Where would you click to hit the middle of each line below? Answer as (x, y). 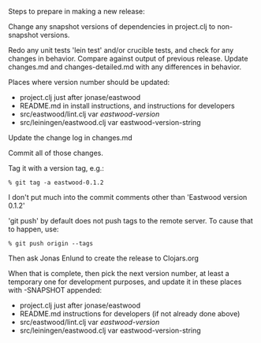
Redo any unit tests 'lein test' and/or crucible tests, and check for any (121, 50)
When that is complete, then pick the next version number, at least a (119, 273)
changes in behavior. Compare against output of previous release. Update (128, 59)
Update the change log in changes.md (70, 138)
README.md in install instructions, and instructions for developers (127, 106)
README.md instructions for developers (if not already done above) (130, 313)
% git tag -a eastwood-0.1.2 (56, 183)
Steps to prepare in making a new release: (77, 11)
